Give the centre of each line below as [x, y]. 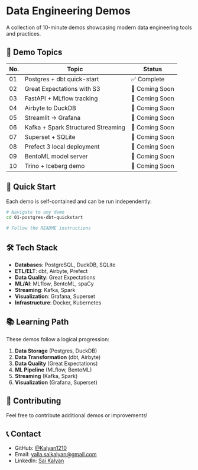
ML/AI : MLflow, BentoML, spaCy [54, 284]
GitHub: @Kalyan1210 [40, 448]
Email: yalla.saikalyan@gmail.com [56, 455]
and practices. [24, 33]
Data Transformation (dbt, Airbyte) [58, 357]
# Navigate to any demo [35, 212]
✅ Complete [148, 79]
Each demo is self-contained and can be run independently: [79, 201]
